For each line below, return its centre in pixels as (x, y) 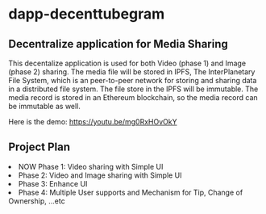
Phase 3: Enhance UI (53, 183)
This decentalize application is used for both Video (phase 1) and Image (127, 63)
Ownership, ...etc (37, 201)
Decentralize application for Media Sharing (118, 44)
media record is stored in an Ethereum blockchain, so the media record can (133, 97)
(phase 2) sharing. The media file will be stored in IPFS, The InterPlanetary (132, 72)
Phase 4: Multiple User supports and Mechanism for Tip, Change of (131, 192)
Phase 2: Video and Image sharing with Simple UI (101, 175)
